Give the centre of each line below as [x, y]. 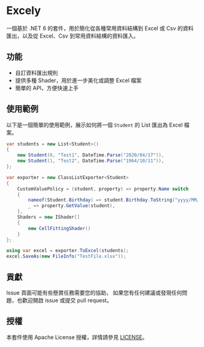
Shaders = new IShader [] [49, 217]
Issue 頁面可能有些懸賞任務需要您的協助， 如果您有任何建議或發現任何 [94, 293]
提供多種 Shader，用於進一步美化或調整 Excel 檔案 [78, 80]
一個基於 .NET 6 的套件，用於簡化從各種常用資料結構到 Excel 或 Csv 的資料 [100, 28]
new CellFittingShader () [59, 228]
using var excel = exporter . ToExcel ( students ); [68, 251]
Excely [24, 11]
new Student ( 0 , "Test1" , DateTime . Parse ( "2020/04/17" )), [91, 155]
